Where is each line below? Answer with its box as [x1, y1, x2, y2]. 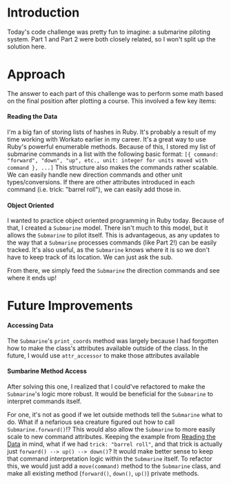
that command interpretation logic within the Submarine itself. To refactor [7, 454, 212, 463]
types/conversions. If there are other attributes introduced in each [7, 178, 195, 186]
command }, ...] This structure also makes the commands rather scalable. [7, 164, 219, 172]
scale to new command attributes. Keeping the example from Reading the [7, 432, 216, 441]
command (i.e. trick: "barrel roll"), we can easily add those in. [7, 185, 181, 194]
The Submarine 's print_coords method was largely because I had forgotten [7, 336, 219, 345]
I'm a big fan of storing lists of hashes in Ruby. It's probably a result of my [7, 128, 217, 136]
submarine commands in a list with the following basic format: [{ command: [7, 150, 219, 158]
